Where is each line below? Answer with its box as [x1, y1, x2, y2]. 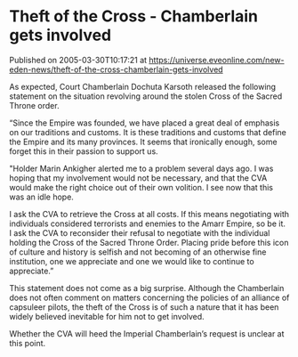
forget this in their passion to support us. [9, 145, 158, 157]
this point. [9, 337, 46, 348]
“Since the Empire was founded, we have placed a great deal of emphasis [9, 118, 280, 128]
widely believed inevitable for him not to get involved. [9, 311, 205, 321]
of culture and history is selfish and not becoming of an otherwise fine [9, 247, 267, 257]
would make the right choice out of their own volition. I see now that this [9, 182, 274, 192]
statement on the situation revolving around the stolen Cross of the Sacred [9, 91, 283, 101]
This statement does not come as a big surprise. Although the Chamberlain [9, 282, 285, 293]
